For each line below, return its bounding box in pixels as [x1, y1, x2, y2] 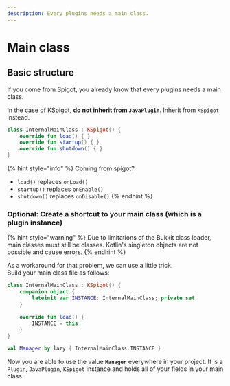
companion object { [19, 288, 76, 295]
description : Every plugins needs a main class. [7, 10, 149, 17]
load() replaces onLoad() [16, 178, 89, 185]
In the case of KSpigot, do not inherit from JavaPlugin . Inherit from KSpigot [7, 106, 220, 114]
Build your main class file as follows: [7, 269, 110, 277]
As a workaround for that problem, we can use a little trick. [7, 262, 173, 270]
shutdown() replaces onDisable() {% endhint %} [16, 192, 153, 200]
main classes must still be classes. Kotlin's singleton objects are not [7, 241, 199, 249]
